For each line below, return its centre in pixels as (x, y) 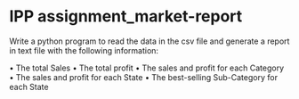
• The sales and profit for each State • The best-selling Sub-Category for (144, 77)
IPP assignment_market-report (126, 16)
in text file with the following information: (84, 50)
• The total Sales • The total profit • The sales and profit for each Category (147, 68)
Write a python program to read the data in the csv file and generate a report (149, 41)
